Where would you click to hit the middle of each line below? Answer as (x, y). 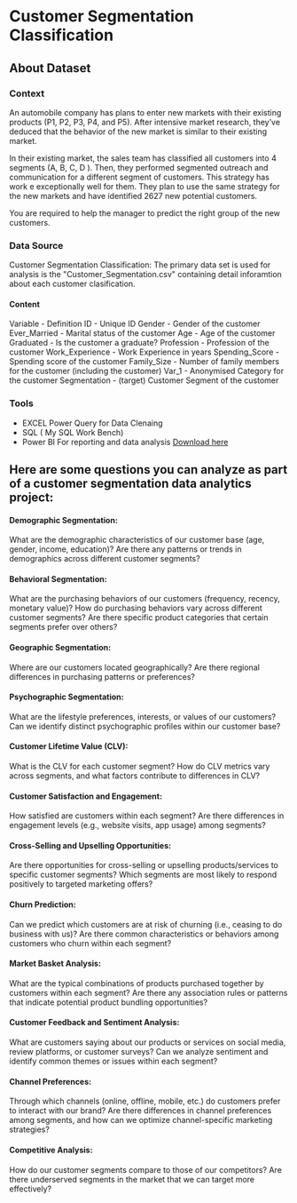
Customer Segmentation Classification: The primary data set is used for (140, 265)
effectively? (30, 1189)
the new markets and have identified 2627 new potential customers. (133, 195)
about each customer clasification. (72, 284)
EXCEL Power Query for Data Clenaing (92, 423)
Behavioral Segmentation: (59, 578)
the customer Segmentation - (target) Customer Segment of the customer (144, 380)
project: (31, 498)
